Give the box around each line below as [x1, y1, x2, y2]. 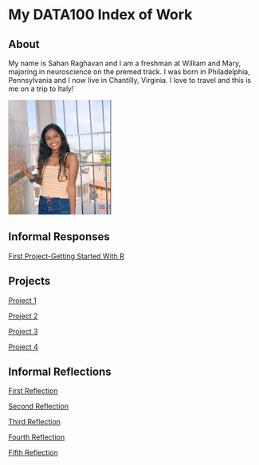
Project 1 [8, 295, 37, 305]
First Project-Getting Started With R [8, 251, 125, 261]
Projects [8, 274, 51, 288]
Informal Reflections [8, 365, 112, 379]
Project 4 [8, 341, 38, 352]
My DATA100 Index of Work [8, 6, 193, 24]
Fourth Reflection [8, 432, 65, 442]
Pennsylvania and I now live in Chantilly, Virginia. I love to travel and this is [8, 76, 252, 85]
